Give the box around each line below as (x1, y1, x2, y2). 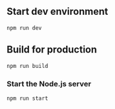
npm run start (6, 95, 49, 102)
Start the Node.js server (6, 79, 92, 88)
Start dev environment (6, 6, 109, 18)
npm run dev (6, 24, 42, 31)
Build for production (6, 44, 97, 56)
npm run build (6, 62, 49, 69)
